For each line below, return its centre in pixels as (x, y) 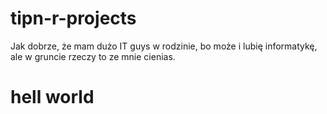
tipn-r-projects (73, 18)
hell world (52, 97)
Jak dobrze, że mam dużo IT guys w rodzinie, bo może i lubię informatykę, (164, 46)
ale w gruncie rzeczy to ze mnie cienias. (93, 56)
